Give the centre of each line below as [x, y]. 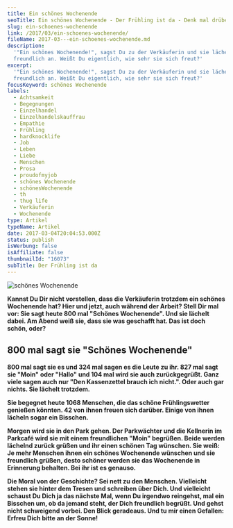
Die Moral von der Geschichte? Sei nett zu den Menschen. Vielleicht [107, 481]
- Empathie [29, 123]
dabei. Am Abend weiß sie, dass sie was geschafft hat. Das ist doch [106, 321]
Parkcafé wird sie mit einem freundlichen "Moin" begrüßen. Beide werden [116, 438]
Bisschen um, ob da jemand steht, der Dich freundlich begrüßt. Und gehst [115, 503]
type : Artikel [28, 220]
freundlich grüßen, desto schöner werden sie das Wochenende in [104, 460]
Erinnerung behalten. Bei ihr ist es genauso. [72, 468]
